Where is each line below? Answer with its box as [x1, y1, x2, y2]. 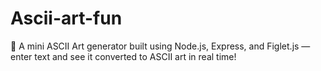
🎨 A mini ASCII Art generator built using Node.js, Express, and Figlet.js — [10, 40, 311, 52]
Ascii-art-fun [10, 7, 123, 30]
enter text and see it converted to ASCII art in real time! [10, 50, 237, 62]
